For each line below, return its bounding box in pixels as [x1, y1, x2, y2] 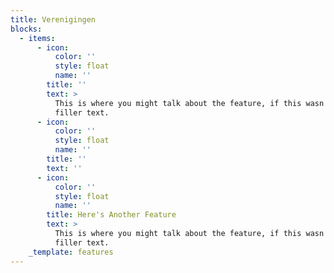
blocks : [10, 24, 43, 34]
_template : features [28, 247, 114, 257]
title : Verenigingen [10, 14, 97, 25]
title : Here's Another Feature [46, 210, 177, 220]
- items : [19, 33, 56, 43]
